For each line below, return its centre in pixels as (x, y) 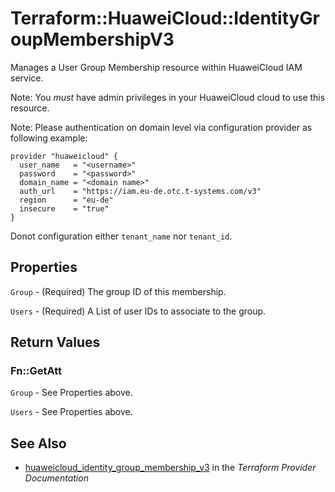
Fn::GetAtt (36, 371)
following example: (49, 138)
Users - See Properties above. (71, 412)
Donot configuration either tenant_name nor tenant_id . (121, 236)
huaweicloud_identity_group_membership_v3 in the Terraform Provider (170, 468)
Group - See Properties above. (71, 393)
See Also (38, 443)
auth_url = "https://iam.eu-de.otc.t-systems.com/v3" (140, 191)
